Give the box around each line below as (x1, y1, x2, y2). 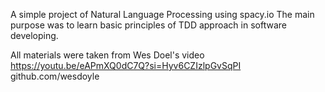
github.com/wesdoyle (10, 70, 100, 82)
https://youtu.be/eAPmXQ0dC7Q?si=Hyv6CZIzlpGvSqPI (10, 60, 242, 71)
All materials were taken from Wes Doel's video (10, 49, 205, 61)
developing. (10, 30, 59, 41)
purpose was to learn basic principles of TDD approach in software (10, 19, 287, 31)
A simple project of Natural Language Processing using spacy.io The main (10, 9, 315, 20)
